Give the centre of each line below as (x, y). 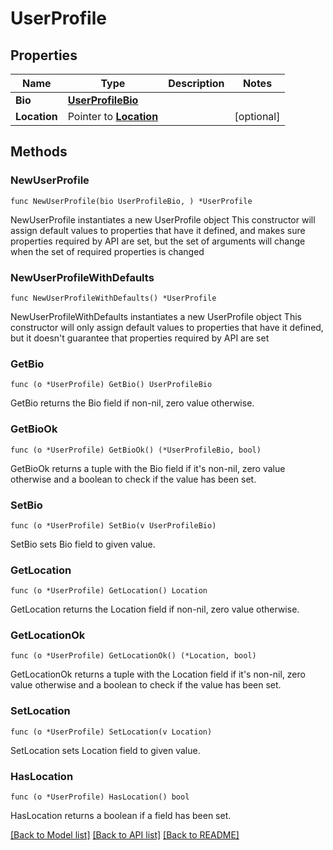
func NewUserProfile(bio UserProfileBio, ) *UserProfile (131, 201)
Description (196, 83)
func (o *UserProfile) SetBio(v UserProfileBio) (113, 525)
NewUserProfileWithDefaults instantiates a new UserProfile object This (156, 316)
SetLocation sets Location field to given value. (105, 750)
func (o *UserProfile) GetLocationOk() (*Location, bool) (133, 656)
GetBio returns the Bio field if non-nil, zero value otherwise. (132, 403)
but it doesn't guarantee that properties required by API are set (140, 338)
